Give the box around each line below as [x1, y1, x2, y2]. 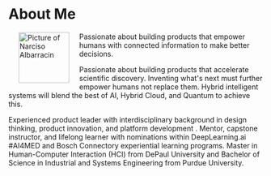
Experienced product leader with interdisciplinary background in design [8, 114, 248, 124]
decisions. [79, 49, 113, 58]
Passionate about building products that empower [79, 32, 245, 41]
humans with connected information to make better [79, 40, 250, 49]
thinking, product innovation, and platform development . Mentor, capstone [8, 123, 258, 133]
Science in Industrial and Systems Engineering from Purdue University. [8, 157, 244, 167]
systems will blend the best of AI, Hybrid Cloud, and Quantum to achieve [8, 90, 251, 100]
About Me [8, 5, 76, 24]
